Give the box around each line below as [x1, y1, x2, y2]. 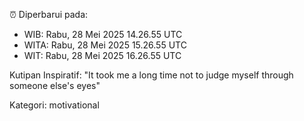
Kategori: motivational [9, 99, 100, 111]
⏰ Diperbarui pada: [9, 9, 89, 20]
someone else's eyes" [9, 80, 101, 91]
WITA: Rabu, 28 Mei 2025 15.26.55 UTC [23, 39, 187, 51]
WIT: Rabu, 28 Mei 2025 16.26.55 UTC [23, 50, 182, 61]
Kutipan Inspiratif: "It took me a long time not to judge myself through [9, 69, 294, 81]
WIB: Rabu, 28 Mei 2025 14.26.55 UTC [23, 29, 183, 40]
